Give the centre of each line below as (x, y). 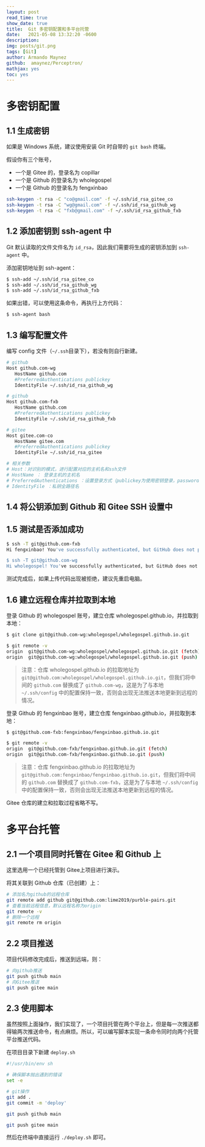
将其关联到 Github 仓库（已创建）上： (54, 883)
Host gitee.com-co (30, 436)
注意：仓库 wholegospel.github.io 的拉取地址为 (80, 669)
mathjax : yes (23, 69)
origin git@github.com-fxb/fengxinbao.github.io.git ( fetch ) (87, 749)
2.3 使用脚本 (30, 1008)
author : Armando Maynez (37, 57)
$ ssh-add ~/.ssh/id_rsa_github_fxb (53, 290)
